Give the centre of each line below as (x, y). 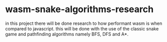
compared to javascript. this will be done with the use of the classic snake (82, 28)
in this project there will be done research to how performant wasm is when (84, 23)
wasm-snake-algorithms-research (79, 9)
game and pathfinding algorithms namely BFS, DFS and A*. (67, 34)
